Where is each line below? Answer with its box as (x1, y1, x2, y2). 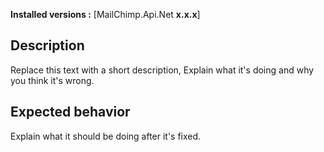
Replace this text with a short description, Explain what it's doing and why (10, 64, 315, 76)
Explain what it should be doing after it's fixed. (10, 130, 202, 142)
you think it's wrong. (10, 74, 95, 86)
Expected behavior (10, 104, 131, 121)
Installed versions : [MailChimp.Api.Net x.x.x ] (10, 9, 201, 20)
